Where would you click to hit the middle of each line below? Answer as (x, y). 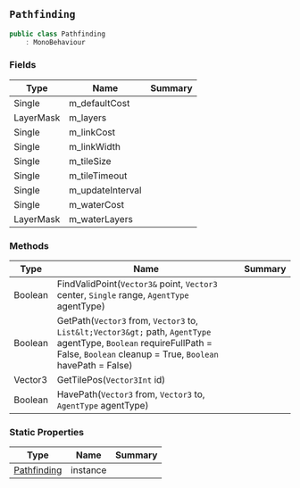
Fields (23, 65)
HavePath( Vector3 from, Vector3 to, (131, 394)
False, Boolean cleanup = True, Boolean (137, 354)
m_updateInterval (105, 190)
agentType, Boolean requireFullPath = (134, 343)
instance (89, 470)
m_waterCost (96, 204)
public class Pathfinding (57, 34)
